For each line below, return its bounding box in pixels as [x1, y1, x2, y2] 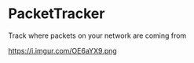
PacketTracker [8, 5, 105, 23]
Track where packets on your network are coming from [8, 31, 187, 40]
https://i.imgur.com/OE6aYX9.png [8, 46, 118, 55]
